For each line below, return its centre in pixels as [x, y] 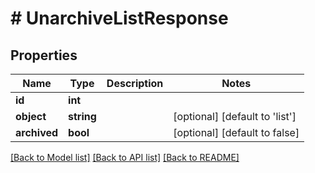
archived [37, 132]
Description [135, 83]
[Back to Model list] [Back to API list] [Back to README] [125, 157]
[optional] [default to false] [236, 132]
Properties [44, 55]
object [31, 116]
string [82, 116]
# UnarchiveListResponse [119, 18]
